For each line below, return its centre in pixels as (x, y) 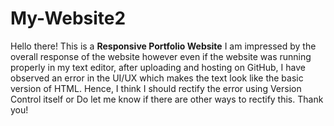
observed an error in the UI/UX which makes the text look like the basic (157, 78)
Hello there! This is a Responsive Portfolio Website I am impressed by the (163, 46)
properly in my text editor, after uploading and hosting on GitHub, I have (158, 67)
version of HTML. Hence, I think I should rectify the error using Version (156, 88)
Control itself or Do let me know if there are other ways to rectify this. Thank (167, 99)
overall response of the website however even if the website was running (161, 56)
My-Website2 (68, 18)
